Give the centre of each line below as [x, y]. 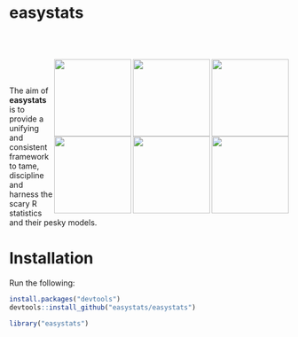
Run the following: [42, 283]
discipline [27, 175]
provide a [27, 119]
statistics [26, 213]
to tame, [24, 166]
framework [29, 156]
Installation [51, 259]
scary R [23, 203]
